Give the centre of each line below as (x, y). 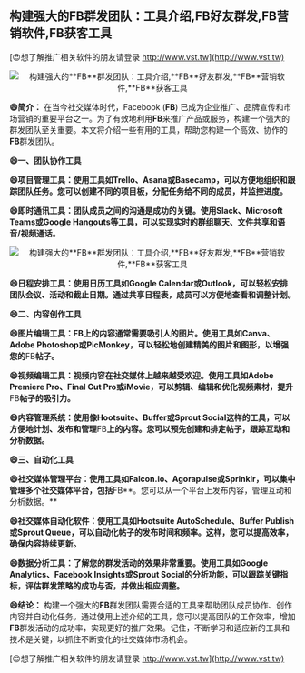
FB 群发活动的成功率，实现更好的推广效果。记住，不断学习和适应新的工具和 (150, 628)
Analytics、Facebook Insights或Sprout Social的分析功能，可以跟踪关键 (145, 574)
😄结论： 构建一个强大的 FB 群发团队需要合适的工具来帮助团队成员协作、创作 (151, 605)
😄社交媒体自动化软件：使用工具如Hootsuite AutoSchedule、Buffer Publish (152, 520)
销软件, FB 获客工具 (61, 33)
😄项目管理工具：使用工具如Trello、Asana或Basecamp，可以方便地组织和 (148, 179)
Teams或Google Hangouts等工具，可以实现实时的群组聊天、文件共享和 (143, 222)
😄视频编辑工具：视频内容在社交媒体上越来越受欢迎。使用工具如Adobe (142, 375)
